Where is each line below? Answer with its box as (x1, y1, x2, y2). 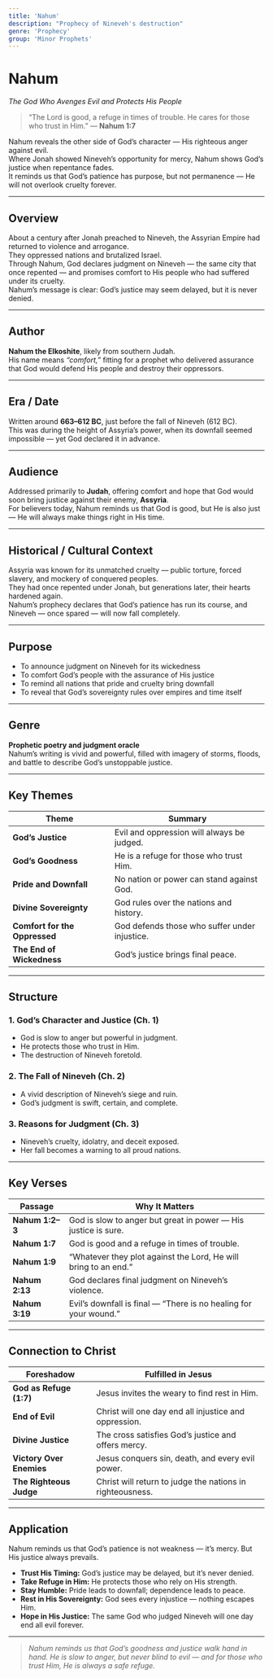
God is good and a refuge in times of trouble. (68, 1238, 240, 1249)
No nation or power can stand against (114, 873, 258, 884)
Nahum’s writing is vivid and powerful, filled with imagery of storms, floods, (8, 748, 262, 758)
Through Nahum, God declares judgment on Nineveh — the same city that (8, 259, 257, 269)
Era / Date (8, 395, 59, 409)
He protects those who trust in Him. (19, 1041, 140, 1051)
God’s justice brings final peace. (114, 949, 237, 960)
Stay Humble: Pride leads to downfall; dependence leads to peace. (19, 1585, 246, 1596)
